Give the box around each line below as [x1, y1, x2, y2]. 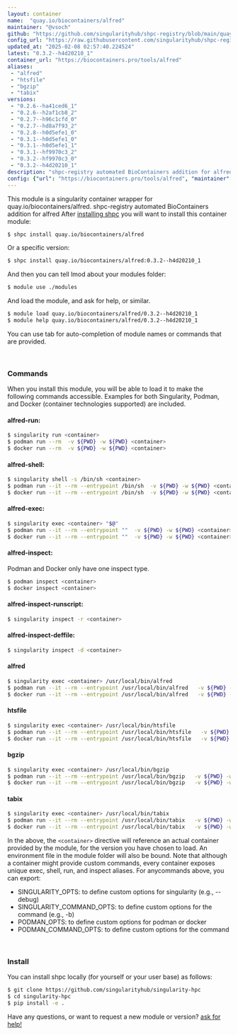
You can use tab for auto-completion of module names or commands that [7, 329, 222, 338]
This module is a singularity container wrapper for [7, 194, 153, 203]
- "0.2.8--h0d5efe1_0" [10, 129, 78, 136]
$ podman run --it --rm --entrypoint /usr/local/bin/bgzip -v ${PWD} [7, 773, 223, 780]
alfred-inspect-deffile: [7, 631, 76, 640]
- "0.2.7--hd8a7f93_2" [10, 122, 78, 130]
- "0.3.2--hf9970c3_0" [10, 155, 78, 163]
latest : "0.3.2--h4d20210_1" [7, 50, 93, 57]
